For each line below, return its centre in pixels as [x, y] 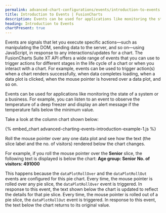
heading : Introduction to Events [40, 24]
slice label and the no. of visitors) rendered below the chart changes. [75, 144]
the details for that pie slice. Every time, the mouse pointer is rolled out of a [82, 195]
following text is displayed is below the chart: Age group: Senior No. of [78, 159]
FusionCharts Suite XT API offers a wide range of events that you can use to [83, 58]
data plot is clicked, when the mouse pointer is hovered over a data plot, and [83, 79]
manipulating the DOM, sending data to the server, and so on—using [75, 48]
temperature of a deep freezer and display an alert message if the [72, 105]
